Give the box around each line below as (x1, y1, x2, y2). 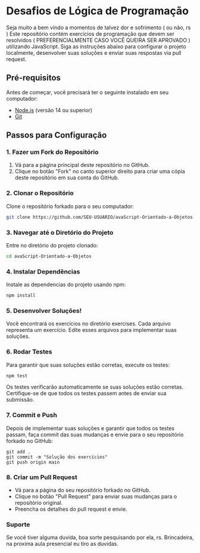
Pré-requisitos (6, 73, 61, 83)
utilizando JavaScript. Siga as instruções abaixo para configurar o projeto (6, 43, 186, 50)
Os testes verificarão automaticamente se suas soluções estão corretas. (6, 383, 183, 391)
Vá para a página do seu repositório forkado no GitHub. (14, 487, 151, 494)
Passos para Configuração (6, 130, 107, 141)
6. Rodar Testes (6, 347, 52, 356)
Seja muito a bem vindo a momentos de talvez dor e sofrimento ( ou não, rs (6, 24, 191, 31)
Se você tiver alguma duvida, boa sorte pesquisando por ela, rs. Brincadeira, (6, 534, 195, 541)
